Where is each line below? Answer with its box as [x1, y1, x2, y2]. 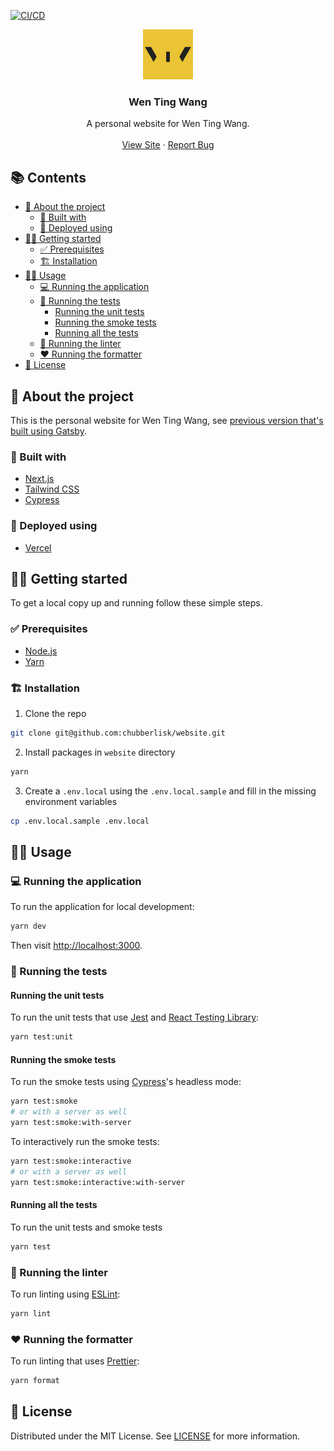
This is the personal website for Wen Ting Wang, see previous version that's [10, 414, 324, 426]
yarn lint [10, 1308, 52, 1319]
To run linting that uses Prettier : [10, 1355, 140, 1367]
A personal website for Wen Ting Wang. [86, 118, 250, 130]
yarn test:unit [10, 1032, 74, 1042]
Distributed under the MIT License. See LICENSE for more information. [10, 1430, 301, 1442]
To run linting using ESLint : [10, 1288, 121, 1300]
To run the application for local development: [10, 901, 195, 913]
